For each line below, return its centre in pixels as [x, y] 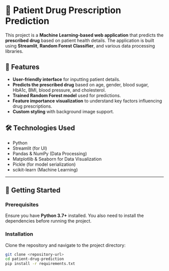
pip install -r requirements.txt [40, 264]
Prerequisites [22, 204]
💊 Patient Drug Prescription [63, 10]
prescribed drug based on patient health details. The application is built [80, 40]
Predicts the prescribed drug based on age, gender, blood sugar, [81, 84]
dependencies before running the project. [49, 221]
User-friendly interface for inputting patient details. [66, 79]
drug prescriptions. [32, 106]
